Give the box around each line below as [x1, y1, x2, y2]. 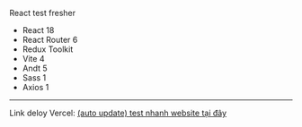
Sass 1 [22, 72, 47, 83]
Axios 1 [22, 82, 49, 92]
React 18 [22, 25, 55, 35]
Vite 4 [22, 54, 45, 63]
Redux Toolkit [22, 44, 74, 55]
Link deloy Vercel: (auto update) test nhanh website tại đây [9, 107, 227, 118]
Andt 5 [22, 63, 48, 73]
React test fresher [9, 8, 76, 18]
